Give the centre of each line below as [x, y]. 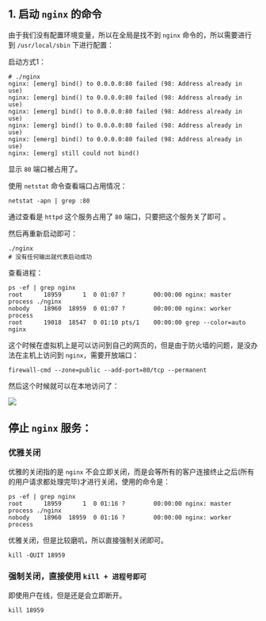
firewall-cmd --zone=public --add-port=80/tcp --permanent [108, 370]
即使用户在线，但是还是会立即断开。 [67, 595]
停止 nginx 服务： [50, 428]
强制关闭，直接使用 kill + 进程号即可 [78, 577]
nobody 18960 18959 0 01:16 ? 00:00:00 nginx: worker [120, 517]
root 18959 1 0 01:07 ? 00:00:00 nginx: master [120, 295]
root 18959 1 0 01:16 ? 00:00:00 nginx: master [120, 503]
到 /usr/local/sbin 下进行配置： [61, 44]
